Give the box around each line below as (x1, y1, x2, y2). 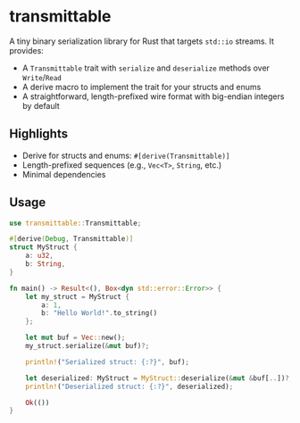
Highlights (9, 127, 69, 142)
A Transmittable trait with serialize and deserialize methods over (21, 62, 271, 73)
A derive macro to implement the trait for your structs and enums (21, 81, 262, 92)
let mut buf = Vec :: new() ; (25, 333, 126, 343)
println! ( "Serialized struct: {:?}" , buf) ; (25, 357, 190, 367)
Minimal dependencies (21, 169, 106, 179)
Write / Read (21, 71, 62, 82)
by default (21, 100, 60, 111)
